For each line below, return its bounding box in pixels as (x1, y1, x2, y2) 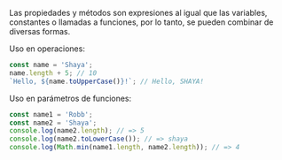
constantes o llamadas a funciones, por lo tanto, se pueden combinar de (9, 17, 274, 27)
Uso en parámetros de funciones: (9, 93, 132, 103)
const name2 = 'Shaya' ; (9, 118, 98, 127)
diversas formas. (9, 27, 71, 36)
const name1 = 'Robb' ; (9, 110, 93, 118)
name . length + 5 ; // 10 (9, 68, 98, 78)
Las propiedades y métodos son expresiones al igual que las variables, (9, 8, 268, 18)
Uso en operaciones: (9, 43, 86, 54)
